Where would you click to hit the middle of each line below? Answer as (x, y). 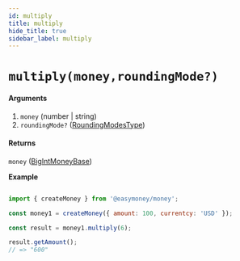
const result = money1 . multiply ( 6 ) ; (70, 228)
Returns (22, 143)
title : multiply (36, 23)
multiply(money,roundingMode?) (114, 77)
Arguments (28, 99)
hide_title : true (38, 31)
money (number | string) (58, 116)
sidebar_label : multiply (50, 38)
